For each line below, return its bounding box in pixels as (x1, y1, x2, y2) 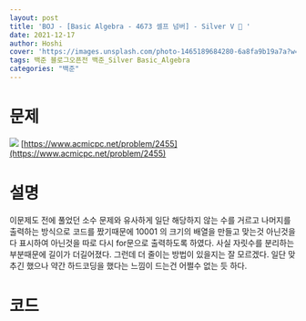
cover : (9, 47, 35, 57)
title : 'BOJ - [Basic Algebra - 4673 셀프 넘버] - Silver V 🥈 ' (9, 22, 251, 31)
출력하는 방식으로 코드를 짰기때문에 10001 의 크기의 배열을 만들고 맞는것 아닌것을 (9, 225, 296, 237)
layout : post (9, 13, 59, 23)
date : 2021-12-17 (9, 30, 76, 39)
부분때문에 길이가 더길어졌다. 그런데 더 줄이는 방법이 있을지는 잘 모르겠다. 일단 (9, 248, 287, 260)
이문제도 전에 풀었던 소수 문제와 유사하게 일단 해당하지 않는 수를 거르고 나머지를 (9, 214, 291, 225)
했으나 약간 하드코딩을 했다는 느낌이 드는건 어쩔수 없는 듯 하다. (25, 260, 248, 271)
